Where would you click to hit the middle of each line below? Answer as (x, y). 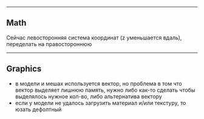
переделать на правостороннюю (49, 44)
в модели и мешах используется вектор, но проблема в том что (98, 83)
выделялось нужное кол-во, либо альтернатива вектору (88, 96)
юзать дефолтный (38, 109)
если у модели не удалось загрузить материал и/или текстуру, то (100, 103)
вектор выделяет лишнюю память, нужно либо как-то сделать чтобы (105, 90)
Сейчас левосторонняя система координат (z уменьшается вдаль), (94, 38)
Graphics (24, 69)
